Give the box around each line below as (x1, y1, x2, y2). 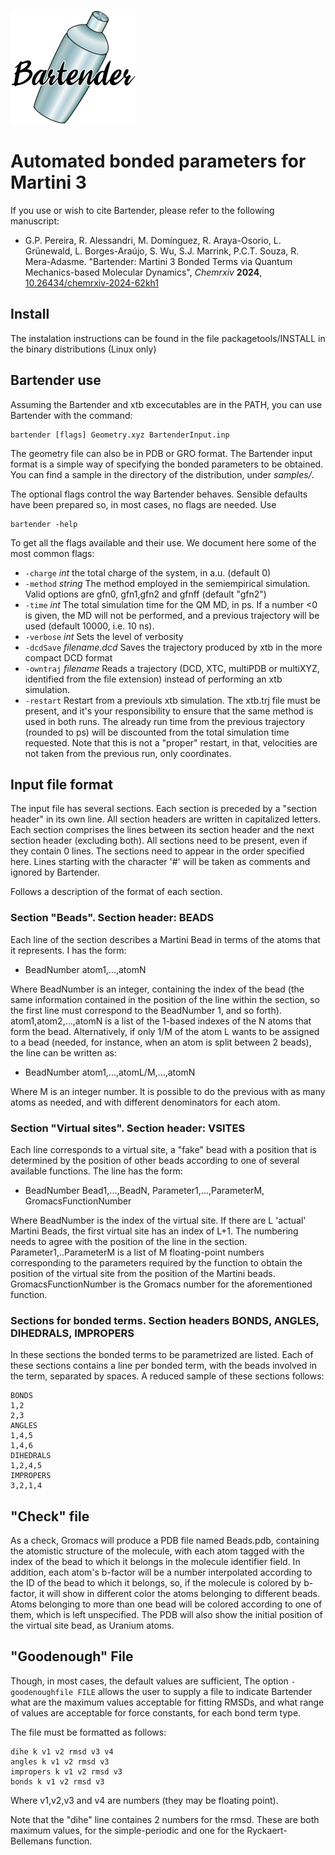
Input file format (10, 776, 113, 793)
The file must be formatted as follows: (10, 1726, 167, 1738)
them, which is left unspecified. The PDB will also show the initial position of (10, 1609, 323, 1621)
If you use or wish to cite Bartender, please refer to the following (10, 204, 275, 216)
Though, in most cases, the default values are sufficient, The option (10, 1675, 289, 1687)
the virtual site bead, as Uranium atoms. (10, 1620, 175, 1632)
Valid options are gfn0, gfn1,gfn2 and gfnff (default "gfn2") (24, 588, 267, 600)
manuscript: (10, 215, 60, 227)
